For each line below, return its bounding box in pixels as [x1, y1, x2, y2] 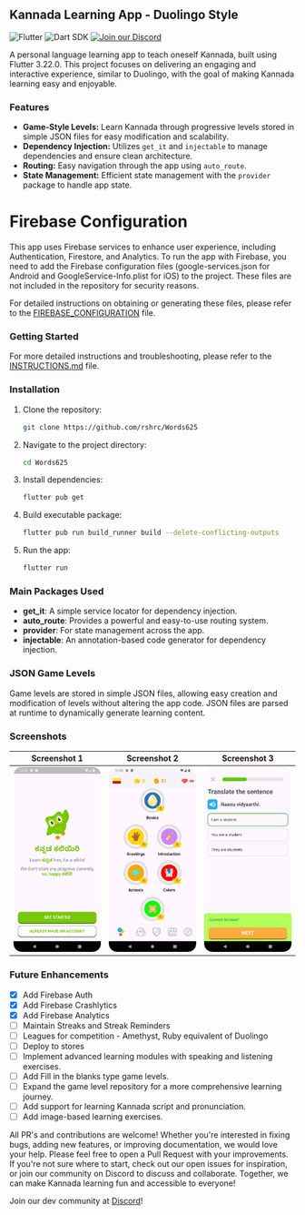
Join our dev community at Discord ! [9, 1196, 143, 1207]
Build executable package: [22, 510, 123, 521]
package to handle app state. [22, 179, 133, 190]
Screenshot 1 [31, 753, 84, 764]
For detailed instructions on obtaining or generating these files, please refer [9, 298, 292, 309]
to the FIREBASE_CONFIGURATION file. [9, 308, 156, 319]
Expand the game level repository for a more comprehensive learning [22, 1081, 282, 1092]
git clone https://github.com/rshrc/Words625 [22, 422, 198, 431]
